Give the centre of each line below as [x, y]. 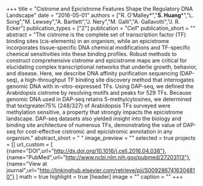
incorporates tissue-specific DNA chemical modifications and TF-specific [98, 47]
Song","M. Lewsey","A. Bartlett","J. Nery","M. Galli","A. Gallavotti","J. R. [93, 22]
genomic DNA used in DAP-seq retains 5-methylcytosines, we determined [99, 99]
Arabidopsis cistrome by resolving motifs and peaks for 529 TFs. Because [99, 93]
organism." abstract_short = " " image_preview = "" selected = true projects [101, 138]
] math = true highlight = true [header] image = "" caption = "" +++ [100, 177]
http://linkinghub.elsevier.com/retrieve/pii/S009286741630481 [117, 170]
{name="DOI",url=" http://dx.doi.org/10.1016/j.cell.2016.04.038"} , [87, 151]
